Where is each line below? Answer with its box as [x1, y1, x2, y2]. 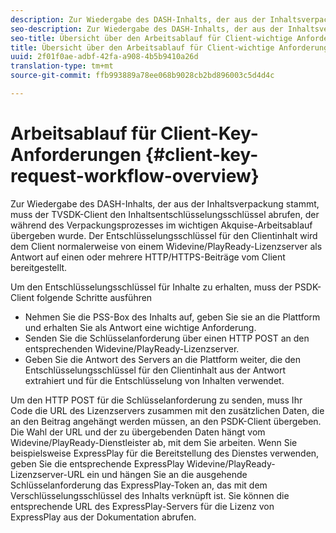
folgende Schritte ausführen [36, 291, 153, 303]
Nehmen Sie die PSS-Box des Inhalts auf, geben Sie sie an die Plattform [24, 311, 321, 323]
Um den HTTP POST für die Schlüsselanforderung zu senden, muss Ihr [10, 394, 303, 406]
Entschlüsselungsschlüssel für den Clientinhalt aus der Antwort [24, 364, 287, 376]
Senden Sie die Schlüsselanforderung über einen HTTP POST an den [24, 332, 310, 344]
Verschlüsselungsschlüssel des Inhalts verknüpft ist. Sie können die [10, 489, 290, 501]
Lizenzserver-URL [10, 468, 85, 480]
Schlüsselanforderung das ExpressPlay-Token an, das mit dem [10, 479, 268, 491]
